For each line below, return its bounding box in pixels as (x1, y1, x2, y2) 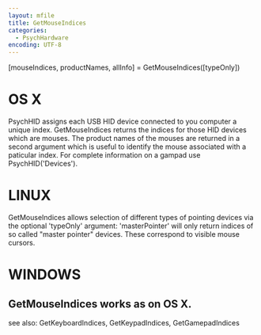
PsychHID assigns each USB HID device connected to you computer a (8, 116, 237, 127)
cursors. (8, 238, 36, 247)
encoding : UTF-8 (8, 41, 62, 49)
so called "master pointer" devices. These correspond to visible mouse (8, 230, 240, 238)
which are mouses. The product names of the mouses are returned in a (8, 134, 240, 143)
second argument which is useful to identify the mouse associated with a (8, 142, 247, 151)
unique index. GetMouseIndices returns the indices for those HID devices (8, 125, 247, 135)
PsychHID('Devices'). (8, 159, 78, 169)
